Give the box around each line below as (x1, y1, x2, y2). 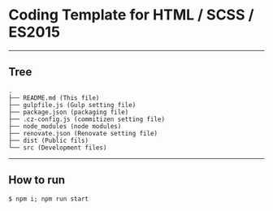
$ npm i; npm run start (8, 195, 89, 203)
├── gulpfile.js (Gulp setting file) (8, 101, 136, 109)
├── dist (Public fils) (8, 136, 89, 144)
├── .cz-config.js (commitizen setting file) (8, 115, 165, 123)
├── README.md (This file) (8, 93, 100, 102)
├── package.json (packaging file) (8, 108, 129, 116)
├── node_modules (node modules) (8, 122, 122, 131)
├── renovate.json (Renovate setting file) (8, 129, 158, 137)
